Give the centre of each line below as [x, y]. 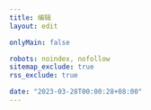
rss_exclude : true [44, 76]
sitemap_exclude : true [52, 67]
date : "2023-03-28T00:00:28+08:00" [76, 92]
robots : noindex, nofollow [60, 59]
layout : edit [34, 26]
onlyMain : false [40, 42]
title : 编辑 [30, 18]
